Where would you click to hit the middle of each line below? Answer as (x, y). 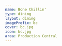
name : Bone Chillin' (26, 9)
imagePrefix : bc (21, 23)
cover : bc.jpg (19, 27)
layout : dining (20, 18)
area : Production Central (31, 36)
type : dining (18, 14)
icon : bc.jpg (18, 32)
